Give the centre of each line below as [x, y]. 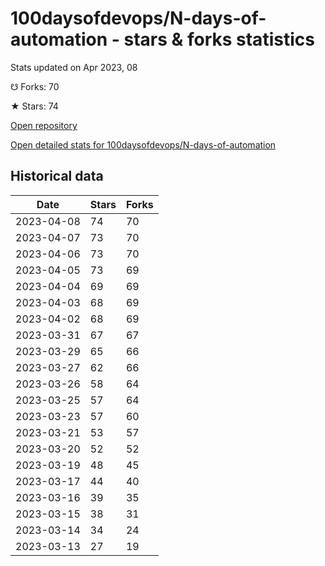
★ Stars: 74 [34, 106]
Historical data [57, 176]
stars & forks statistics [219, 39]
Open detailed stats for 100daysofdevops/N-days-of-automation [143, 144]
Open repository [44, 125]
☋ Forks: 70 [35, 86]
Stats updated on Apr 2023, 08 [74, 67]
